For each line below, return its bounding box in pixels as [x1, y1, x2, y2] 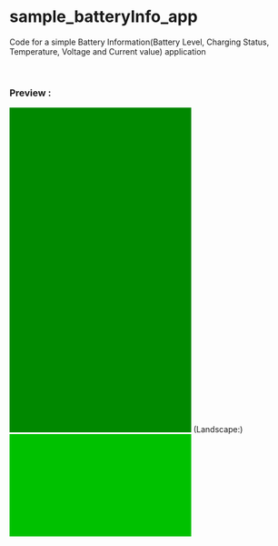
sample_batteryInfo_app [9, 6, 198, 27]
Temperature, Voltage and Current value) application [9, 45, 206, 56]
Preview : [9, 86, 52, 99]
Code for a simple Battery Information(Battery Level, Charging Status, [9, 36, 270, 47]
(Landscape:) [193, 424, 243, 435]
